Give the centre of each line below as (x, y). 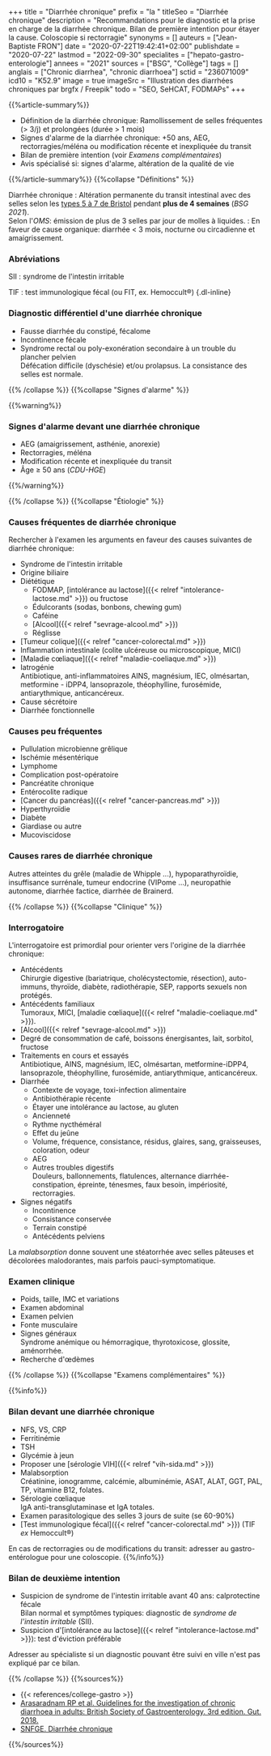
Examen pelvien (47, 1316)
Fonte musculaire (49, 1325)
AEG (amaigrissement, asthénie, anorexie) (90, 444)
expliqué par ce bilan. (44, 1663)
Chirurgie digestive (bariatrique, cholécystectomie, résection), (123, 978)
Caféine (45, 616)
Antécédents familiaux (57, 1004)
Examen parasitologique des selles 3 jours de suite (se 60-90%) (127, 1515)
